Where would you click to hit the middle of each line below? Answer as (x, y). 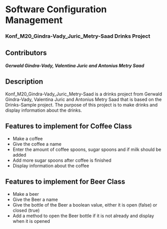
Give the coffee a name (37, 144)
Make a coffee (28, 138)
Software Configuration (56, 9)
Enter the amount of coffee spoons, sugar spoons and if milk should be (87, 149)
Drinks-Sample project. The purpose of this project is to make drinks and (81, 105)
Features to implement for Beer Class (65, 182)
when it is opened (31, 221)
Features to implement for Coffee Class (69, 126)
